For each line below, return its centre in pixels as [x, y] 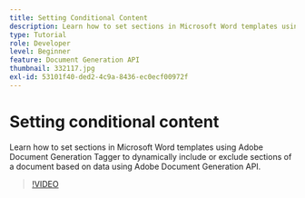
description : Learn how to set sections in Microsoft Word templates [144, 26]
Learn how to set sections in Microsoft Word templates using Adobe [136, 147]
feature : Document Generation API [75, 60]
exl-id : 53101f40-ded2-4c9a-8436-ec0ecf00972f [99, 77]
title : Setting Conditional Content [79, 18]
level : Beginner [40, 52]
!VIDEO [45, 183]
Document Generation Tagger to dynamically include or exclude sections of [151, 156]
